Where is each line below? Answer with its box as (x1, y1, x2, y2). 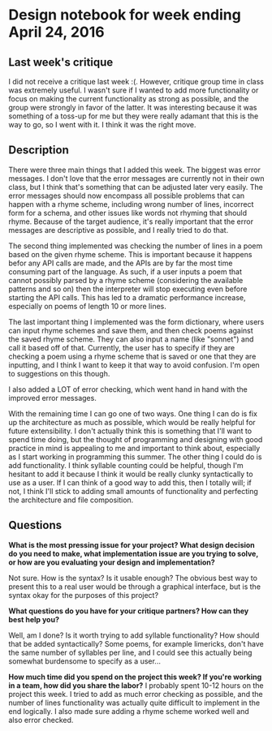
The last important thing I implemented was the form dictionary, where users (8, 316, 265, 326)
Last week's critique (8, 55, 114, 69)
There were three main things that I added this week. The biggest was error (8, 165, 261, 174)
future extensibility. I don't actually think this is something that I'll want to (8, 426, 253, 436)
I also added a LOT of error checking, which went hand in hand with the (8, 384, 248, 394)
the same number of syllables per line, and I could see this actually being (8, 647, 253, 657)
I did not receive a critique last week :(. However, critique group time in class (8, 77, 264, 86)
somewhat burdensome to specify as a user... (8, 656, 161, 666)
